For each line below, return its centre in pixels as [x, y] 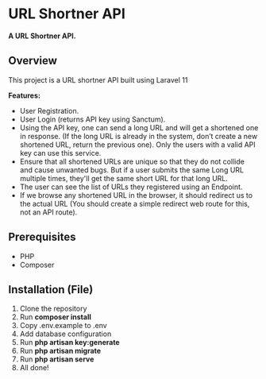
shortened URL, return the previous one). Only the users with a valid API [137, 145]
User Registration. [49, 110]
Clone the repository [53, 309]
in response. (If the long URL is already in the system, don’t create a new [139, 136]
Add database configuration [66, 334]
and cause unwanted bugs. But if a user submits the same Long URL [132, 170]
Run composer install [55, 317]
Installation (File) [51, 290]
